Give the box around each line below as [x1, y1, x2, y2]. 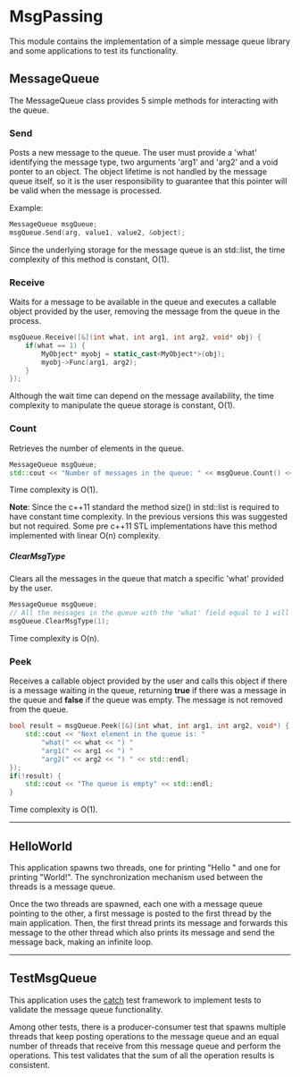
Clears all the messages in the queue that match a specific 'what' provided [9, 573, 284, 584]
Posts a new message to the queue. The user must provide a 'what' [9, 148, 257, 158]
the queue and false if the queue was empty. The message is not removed [9, 695, 283, 706]
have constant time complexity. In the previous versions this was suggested [9, 512, 288, 522]
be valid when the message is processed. [9, 185, 162, 196]
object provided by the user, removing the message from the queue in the [9, 306, 280, 317]
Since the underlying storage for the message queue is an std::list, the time [9, 244, 286, 255]
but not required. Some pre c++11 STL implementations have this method [9, 521, 278, 531]
